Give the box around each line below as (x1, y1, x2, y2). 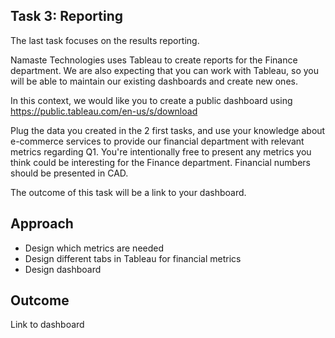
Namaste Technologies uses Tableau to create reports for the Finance (10, 54, 298, 66)
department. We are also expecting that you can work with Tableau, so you (10, 64, 320, 76)
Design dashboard (24, 263, 102, 275)
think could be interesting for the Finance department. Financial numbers (10, 156, 311, 168)
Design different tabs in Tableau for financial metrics (24, 252, 242, 264)
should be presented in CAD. (10, 167, 129, 179)
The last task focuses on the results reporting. (10, 34, 200, 46)
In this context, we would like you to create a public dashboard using (10, 94, 293, 106)
